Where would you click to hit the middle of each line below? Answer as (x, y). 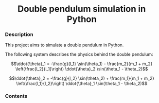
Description (19, 34)
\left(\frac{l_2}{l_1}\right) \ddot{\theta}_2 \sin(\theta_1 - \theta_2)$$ (82, 69)
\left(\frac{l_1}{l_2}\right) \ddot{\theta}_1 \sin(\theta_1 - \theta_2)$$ (82, 84)
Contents (16, 96)
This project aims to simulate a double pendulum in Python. (64, 45)
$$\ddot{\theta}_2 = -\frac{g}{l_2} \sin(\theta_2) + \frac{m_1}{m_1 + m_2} (82, 78)
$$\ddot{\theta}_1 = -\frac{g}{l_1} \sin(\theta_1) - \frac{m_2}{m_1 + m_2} (82, 64)
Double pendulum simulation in (82, 9)
